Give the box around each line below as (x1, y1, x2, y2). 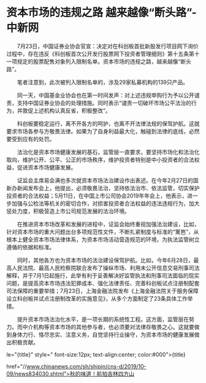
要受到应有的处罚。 (6, 135, 55, 142)
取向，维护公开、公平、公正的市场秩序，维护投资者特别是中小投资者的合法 (6, 156, 194, 163)
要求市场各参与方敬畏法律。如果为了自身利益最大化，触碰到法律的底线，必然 (6, 127, 200, 135)
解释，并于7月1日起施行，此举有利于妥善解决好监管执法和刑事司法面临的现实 (6, 271, 200, 279)
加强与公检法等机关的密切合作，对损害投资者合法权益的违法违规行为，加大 (11, 199, 200, 207)
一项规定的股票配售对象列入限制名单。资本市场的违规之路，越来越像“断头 (6, 58, 192, 65)
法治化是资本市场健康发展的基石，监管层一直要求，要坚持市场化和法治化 (17, 148, 200, 155)
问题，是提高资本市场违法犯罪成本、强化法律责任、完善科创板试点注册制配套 (6, 279, 200, 287)
